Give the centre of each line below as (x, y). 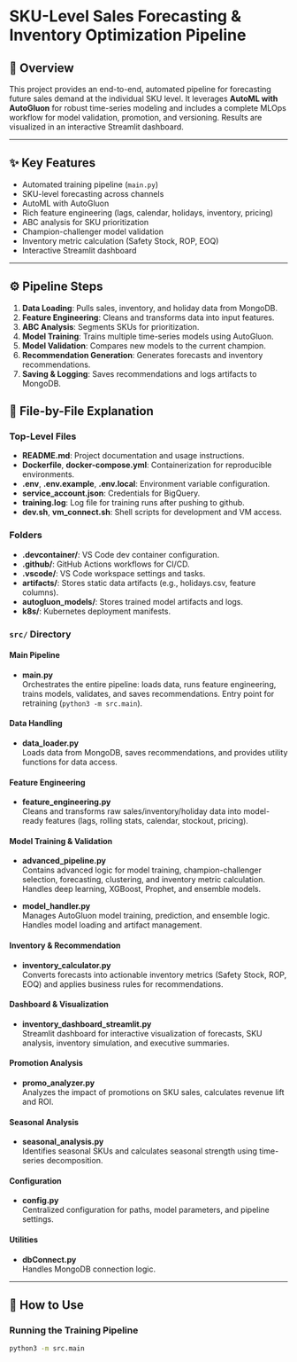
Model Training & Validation (61, 841)
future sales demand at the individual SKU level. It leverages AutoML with (144, 98)
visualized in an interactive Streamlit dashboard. (96, 127)
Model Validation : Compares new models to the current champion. (144, 345)
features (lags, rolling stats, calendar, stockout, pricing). (147, 821)
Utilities (23, 1240)
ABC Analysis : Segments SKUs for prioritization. (110, 326)
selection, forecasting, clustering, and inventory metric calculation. (143, 880)
